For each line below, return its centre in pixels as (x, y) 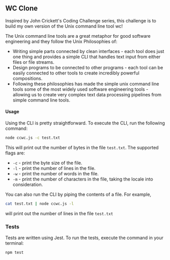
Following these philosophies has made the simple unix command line (86, 84)
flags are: (15, 153)
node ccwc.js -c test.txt (33, 138)
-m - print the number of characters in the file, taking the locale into (83, 179)
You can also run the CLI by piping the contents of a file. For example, (78, 194)
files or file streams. (33, 62)
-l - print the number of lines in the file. (54, 168)
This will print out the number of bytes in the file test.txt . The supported (82, 147)
